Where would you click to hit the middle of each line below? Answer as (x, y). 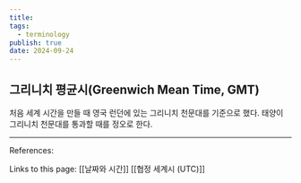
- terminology (43, 34)
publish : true (36, 43)
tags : (19, 26)
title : (21, 17)
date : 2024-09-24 (42, 51)
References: (31, 150)
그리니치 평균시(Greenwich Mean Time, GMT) (134, 89)
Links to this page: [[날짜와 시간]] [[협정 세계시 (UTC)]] (107, 169)
